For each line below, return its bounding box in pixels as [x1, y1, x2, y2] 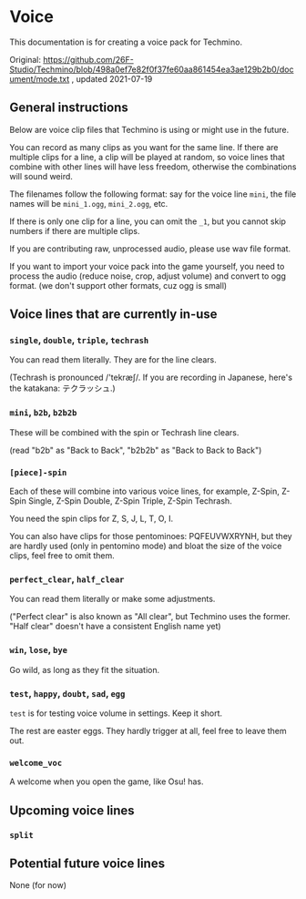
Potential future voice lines [9, 855, 166, 871]
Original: [9, 54, 42, 65]
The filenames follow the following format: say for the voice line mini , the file [9, 189, 297, 199]
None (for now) [9, 880, 66, 891]
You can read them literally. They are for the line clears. [9, 354, 217, 365]
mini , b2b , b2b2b [9, 406, 77, 419]
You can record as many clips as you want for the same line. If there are [9, 141, 279, 152]
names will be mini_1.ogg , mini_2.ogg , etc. [9, 198, 168, 209]
